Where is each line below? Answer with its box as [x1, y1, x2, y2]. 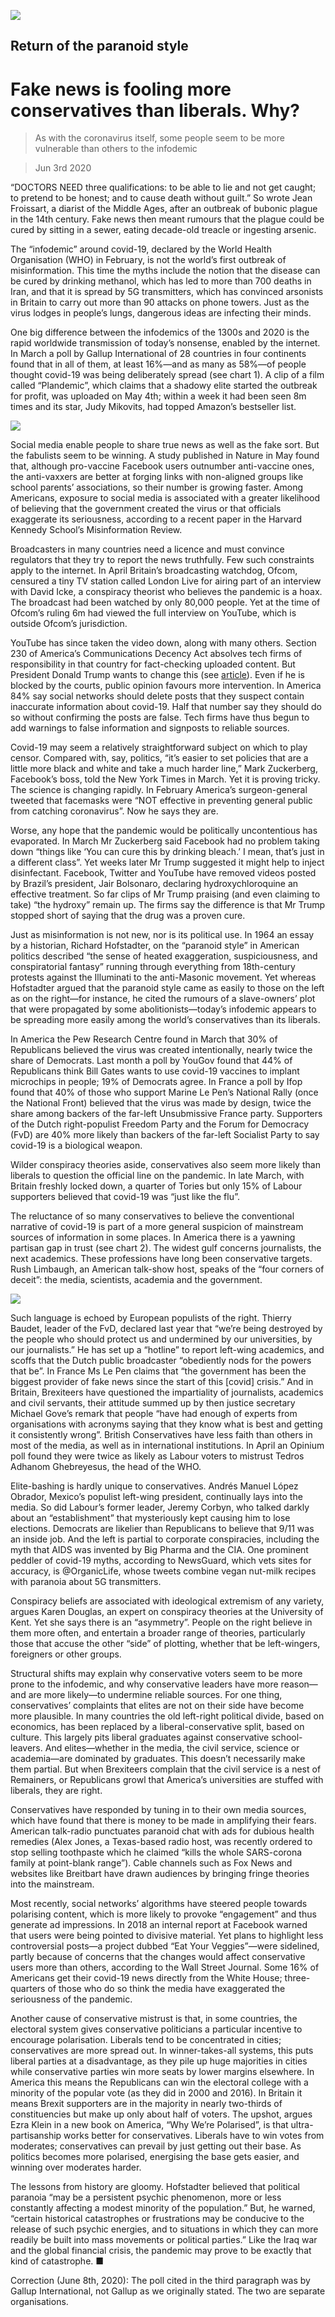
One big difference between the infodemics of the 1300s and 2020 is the [10, 326, 310, 339]
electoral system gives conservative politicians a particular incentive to [10, 2023, 303, 2035]
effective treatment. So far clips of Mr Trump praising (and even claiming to [10, 888, 321, 900]
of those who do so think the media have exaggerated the [47, 1983, 286, 1995]
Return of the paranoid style [10, 38, 189, 55]
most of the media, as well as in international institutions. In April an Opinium [10, 1440, 325, 1452]
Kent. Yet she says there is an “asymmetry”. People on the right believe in [10, 1616, 313, 1629]
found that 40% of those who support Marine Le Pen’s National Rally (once [10, 1086, 319, 1099]
